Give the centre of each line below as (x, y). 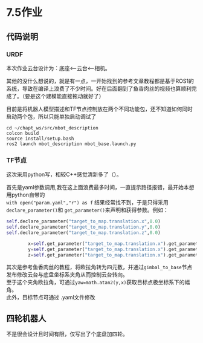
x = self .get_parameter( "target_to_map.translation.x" (96, 243)
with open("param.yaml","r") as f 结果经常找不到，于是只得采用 (88, 203)
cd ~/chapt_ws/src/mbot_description (52, 128)
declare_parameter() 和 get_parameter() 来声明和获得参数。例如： (88, 210)
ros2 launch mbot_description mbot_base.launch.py (71, 144)
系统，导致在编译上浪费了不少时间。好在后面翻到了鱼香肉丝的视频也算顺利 (99, 88)
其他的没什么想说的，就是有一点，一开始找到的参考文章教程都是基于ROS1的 (100, 81)
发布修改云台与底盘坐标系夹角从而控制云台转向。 (67, 275)
